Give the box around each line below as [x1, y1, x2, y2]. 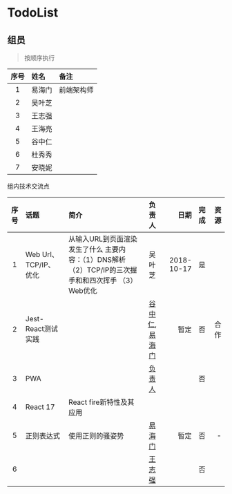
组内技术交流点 [7, 182, 50, 190]
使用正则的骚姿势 [68, 431, 124, 440]
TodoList [7, 5, 59, 21]
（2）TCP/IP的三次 [68, 265, 130, 274]
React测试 [25, 324, 59, 333]
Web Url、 [25, 250, 59, 259]
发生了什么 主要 [68, 245, 119, 254]
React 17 [25, 402, 55, 412]
